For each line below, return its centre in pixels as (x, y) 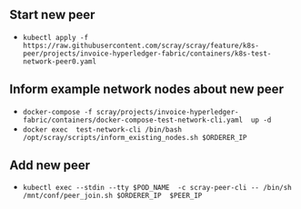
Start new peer (52, 15)
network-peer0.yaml (60, 61)
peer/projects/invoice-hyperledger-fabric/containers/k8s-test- (147, 54)
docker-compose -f (57, 112)
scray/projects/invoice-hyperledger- (167, 112)
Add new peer (50, 166)
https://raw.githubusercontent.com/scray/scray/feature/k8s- (141, 45)
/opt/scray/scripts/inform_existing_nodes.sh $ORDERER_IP (135, 137)
